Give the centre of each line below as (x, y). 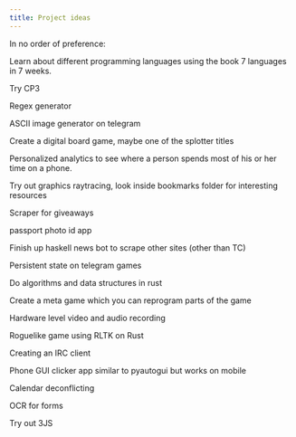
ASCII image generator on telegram (75, 123)
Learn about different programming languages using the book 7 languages (148, 61)
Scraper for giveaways (52, 213)
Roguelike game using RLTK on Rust (76, 335)
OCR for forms (36, 405)
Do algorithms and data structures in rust (86, 282)
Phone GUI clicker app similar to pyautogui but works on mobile (128, 370)
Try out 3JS (31, 423)
